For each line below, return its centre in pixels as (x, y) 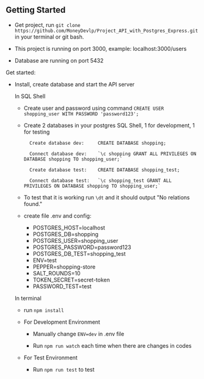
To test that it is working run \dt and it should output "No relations (107, 197)
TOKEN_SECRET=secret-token (71, 280)
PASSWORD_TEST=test (62, 286)
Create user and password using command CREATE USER (94, 108)
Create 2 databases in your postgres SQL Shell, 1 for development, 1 (109, 125)
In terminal (28, 298)
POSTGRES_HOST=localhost (69, 228)
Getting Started (36, 10)
